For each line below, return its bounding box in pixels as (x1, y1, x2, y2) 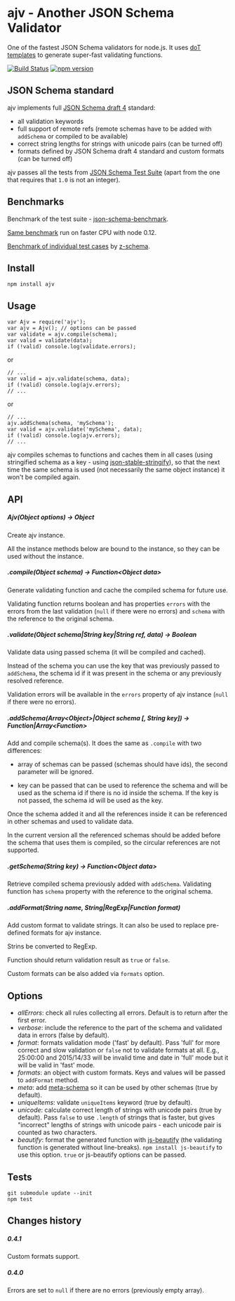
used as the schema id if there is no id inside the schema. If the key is (17, 789, 219, 797)
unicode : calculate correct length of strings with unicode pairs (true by (17, 1106, 222, 1115)
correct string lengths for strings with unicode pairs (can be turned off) (17, 139, 223, 148)
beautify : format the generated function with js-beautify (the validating (17, 1136, 222, 1144)
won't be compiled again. (7, 473, 81, 481)
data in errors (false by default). (17, 1031, 110, 1039)
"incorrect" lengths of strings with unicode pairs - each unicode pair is (17, 1121, 222, 1129)
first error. (17, 1016, 47, 1024)
